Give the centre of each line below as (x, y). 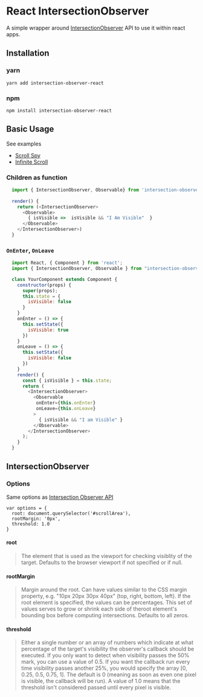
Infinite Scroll (31, 162)
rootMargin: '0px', (36, 519)
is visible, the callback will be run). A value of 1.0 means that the (101, 681)
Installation (28, 53)
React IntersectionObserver (78, 11)
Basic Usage (30, 129)
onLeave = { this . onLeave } (66, 409)
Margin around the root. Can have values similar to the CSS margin (104, 589)
